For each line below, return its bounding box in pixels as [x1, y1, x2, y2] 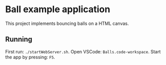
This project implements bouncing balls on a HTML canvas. [5, 20, 129, 26]
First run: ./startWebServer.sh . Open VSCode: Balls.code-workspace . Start [5, 48, 161, 54]
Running [5, 35, 33, 44]
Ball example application [5, 4, 110, 15]
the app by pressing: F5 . [5, 54, 56, 60]
